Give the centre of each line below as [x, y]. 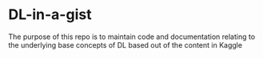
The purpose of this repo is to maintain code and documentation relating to [132, 37]
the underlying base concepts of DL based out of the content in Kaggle [125, 44]
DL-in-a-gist [50, 15]
